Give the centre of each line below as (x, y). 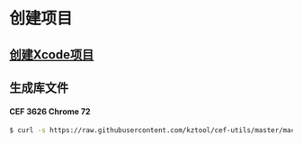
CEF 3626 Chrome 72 (50, 111)
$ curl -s (28, 130)
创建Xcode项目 (52, 54)
